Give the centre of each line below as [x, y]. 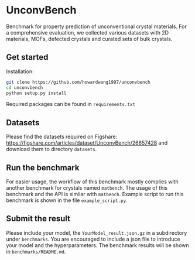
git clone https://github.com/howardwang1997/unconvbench [78, 82]
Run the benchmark [43, 167]
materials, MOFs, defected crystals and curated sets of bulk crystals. [89, 39]
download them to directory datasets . [52, 149]
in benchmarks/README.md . [36, 251]
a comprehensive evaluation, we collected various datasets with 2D [87, 32]
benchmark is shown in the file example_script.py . [67, 200]
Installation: [20, 71]
